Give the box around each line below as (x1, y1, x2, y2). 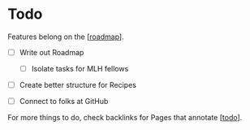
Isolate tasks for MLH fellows (31, 64, 129, 73)
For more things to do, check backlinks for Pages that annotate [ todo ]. (7, 113, 243, 123)
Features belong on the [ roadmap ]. (7, 32, 124, 41)
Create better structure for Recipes (19, 80, 137, 90)
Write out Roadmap (19, 47, 84, 57)
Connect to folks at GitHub (19, 97, 109, 106)
